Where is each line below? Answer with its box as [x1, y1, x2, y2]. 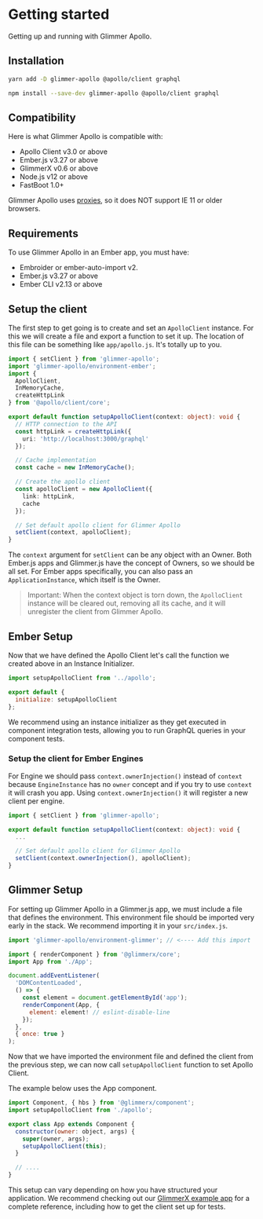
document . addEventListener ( [8, 972, 100, 979]
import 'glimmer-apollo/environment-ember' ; [8, 362, 156, 370]
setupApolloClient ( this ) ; [22, 1142, 108, 1150]
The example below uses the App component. [8, 1084, 157, 1093]
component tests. [8, 734, 65, 743]
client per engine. [8, 796, 65, 806]
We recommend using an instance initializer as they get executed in [8, 717, 227, 727]
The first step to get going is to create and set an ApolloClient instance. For [8, 323, 254, 332]
